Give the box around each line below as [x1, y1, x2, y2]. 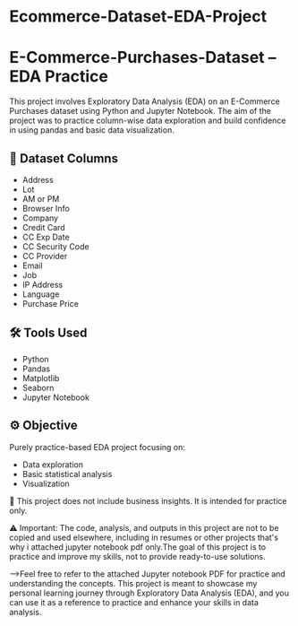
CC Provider [21, 250, 68, 261]
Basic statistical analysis [21, 468, 113, 479]
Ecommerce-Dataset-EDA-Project [9, 6, 267, 27]
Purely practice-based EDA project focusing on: [9, 441, 186, 452]
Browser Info [21, 203, 70, 213]
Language [21, 289, 60, 300]
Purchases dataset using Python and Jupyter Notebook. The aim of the [9, 106, 271, 117]
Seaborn [21, 382, 55, 393]
